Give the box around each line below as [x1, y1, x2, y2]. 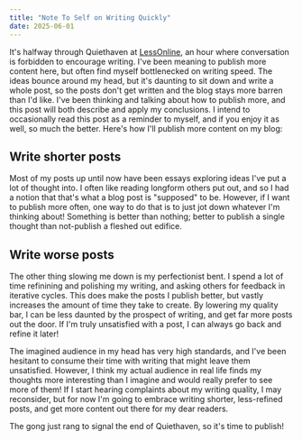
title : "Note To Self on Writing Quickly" [9, 13, 171, 23]
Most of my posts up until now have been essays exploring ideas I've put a [9, 173, 287, 184]
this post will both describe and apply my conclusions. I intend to [9, 104, 251, 115]
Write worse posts [9, 247, 114, 262]
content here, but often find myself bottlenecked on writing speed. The [9, 65, 273, 77]
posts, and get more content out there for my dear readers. [9, 403, 229, 415]
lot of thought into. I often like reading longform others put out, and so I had [9, 182, 289, 194]
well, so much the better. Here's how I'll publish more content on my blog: [9, 123, 283, 133]
